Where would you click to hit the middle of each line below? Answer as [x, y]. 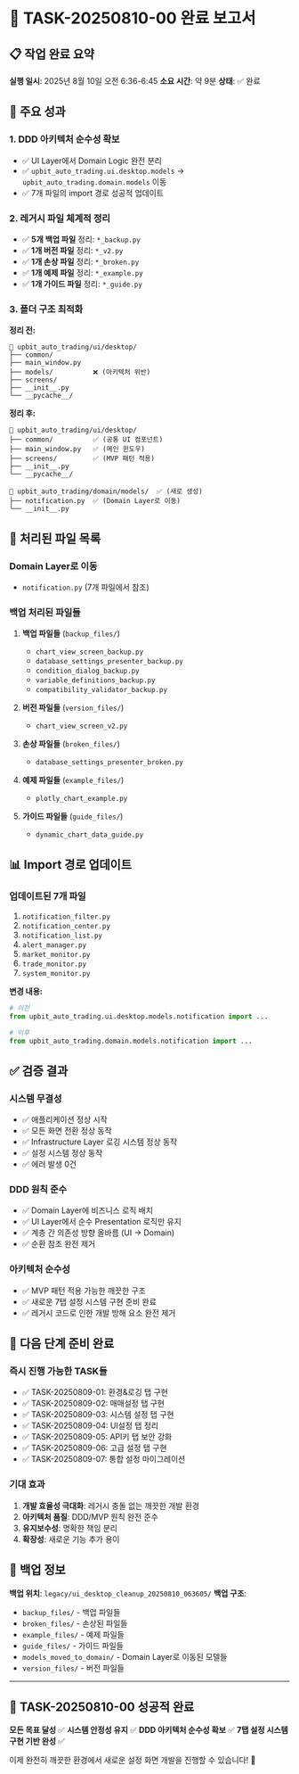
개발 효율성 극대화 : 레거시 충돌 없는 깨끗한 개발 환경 [111, 1506]
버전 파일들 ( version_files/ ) [73, 708]
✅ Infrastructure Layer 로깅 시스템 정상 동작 [100, 1142]
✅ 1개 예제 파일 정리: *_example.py [83, 272]
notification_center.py [66, 926]
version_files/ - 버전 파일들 [73, 1668]
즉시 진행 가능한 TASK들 [58, 1372]
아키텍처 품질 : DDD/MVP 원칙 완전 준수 [90, 1516]
